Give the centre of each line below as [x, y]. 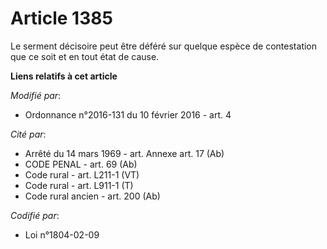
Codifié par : [35, 215]
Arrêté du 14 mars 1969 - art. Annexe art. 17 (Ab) [124, 153]
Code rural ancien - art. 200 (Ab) [92, 196]
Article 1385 [61, 18]
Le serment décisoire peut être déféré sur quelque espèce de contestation [164, 46]
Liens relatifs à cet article [64, 76]
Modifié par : [36, 95]
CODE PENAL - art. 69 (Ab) [81, 164]
